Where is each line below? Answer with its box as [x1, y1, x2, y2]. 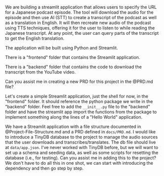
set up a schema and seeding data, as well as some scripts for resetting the [5, 150, 159, 155]
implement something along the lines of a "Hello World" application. [5, 114, 143, 120]
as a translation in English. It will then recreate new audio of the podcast [5, 20, 151, 25]
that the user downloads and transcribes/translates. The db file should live [5, 139, 156, 145]
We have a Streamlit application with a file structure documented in [5, 124, 141, 129]
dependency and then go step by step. [5, 165, 84, 171]
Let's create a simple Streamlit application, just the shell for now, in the [5, 93, 149, 99]
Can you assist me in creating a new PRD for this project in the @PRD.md [5, 78, 154, 84]
